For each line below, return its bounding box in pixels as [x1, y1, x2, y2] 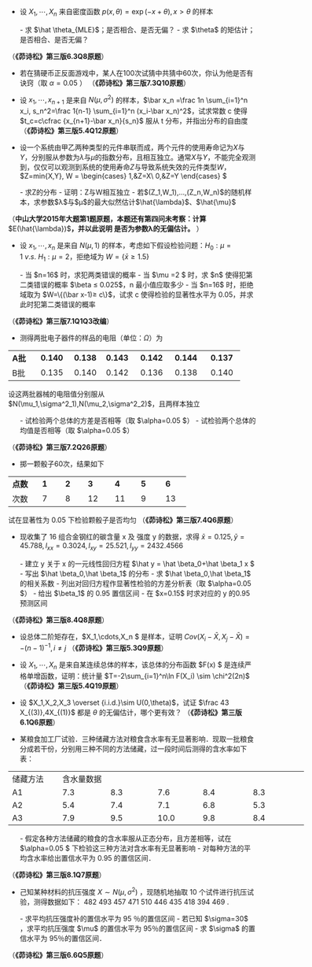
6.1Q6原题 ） [19, 717, 60, 727]
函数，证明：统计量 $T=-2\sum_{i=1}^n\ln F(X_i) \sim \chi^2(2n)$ [40, 671, 250, 680]
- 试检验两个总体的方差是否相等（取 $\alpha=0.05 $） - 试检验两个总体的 [19, 416, 256, 425]
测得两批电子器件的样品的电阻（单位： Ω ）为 [19, 333, 163, 343]
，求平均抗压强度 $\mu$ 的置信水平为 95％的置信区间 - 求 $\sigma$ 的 [19, 924, 249, 933]
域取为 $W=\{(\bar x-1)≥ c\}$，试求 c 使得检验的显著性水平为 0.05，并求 [19, 290, 254, 299]
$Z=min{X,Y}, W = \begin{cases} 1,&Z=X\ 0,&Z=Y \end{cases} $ [19, 172, 227, 181]
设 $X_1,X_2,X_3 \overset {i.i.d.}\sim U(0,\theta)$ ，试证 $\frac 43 [19, 698, 229, 707]
